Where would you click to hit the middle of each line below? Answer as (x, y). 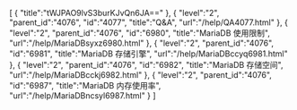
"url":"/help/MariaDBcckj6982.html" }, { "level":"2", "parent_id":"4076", (140, 75)
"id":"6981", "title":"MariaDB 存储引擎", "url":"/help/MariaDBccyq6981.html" (149, 54)
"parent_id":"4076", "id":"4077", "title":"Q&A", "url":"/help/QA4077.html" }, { (149, 22)
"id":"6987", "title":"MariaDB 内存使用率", (85, 85)
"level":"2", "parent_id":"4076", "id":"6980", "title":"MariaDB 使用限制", (140, 33)
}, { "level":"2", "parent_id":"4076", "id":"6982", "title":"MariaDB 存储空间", (146, 65)
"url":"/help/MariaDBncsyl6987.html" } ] (83, 96)
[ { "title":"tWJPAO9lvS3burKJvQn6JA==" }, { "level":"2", (114, 13)
